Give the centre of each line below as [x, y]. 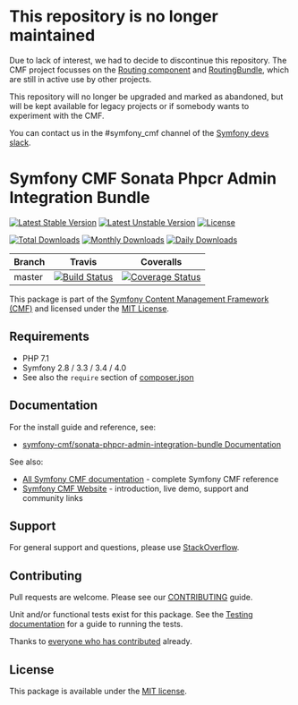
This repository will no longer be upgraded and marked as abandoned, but [146, 97]
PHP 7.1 [35, 358]
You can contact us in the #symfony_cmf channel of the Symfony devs [139, 132]
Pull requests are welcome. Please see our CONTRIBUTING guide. [131, 598]
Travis [84, 261]
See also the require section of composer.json [108, 377]
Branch [30, 261]
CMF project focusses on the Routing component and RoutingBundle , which [149, 70]
